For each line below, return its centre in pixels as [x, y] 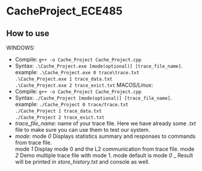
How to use [28, 33]
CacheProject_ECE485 [65, 11]
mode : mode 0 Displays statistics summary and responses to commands [105, 136]
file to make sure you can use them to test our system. [83, 130]
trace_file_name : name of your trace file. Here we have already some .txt [105, 123]
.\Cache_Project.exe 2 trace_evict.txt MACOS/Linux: [84, 85]
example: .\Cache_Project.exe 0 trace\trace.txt [77, 72]
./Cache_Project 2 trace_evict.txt [60, 117]
